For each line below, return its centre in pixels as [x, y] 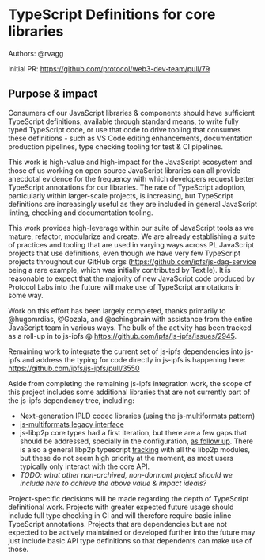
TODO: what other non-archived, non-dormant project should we [126, 474]
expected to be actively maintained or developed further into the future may [132, 532]
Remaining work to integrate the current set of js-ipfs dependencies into [126, 351]
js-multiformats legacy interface [72, 424]
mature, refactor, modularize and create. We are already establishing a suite [132, 236]
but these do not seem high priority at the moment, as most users [126, 458]
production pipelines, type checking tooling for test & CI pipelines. [116, 146]
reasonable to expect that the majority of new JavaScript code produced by [132, 278]
